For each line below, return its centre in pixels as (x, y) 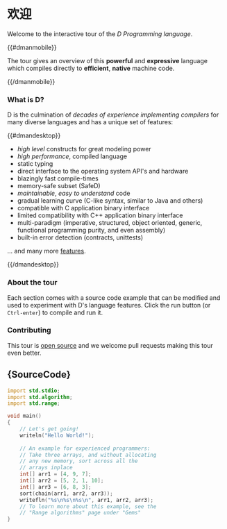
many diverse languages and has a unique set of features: (90, 122)
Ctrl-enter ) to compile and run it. (55, 312)
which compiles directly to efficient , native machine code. (91, 68)
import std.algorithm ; (40, 397)
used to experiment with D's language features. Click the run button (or (109, 305)
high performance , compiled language (72, 156)
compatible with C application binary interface (83, 208)
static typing (35, 164)
